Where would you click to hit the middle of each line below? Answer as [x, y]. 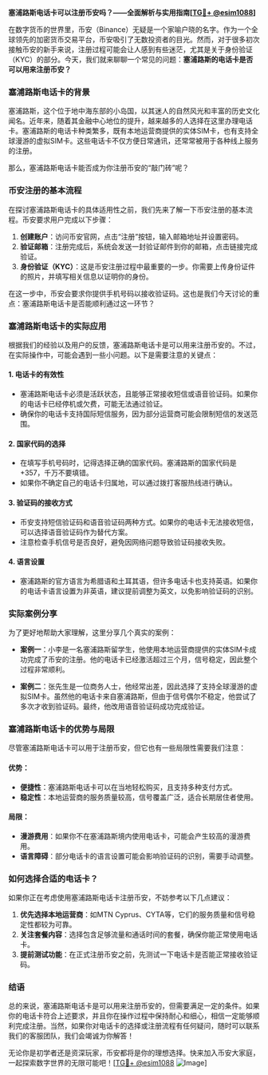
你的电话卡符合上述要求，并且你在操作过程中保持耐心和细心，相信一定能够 [130, 1016]
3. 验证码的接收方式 [41, 502]
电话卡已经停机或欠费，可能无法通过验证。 [97, 404]
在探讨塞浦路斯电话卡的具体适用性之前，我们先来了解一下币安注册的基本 [127, 209]
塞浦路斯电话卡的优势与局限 [61, 728]
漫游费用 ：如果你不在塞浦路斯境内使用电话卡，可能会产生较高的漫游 [132, 836]
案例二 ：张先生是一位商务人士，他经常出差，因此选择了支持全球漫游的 [135, 686]
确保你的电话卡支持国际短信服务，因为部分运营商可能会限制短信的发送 [135, 414]
